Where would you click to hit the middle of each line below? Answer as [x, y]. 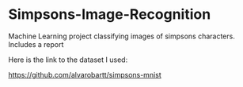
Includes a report [36, 44]
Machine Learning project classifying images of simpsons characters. [121, 36]
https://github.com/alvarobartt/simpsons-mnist [85, 74]
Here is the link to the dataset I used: [68, 60]
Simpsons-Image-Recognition [110, 14]
